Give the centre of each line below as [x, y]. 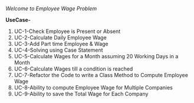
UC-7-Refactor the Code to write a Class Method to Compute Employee [101, 75]
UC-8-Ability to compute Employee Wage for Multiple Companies [93, 87]
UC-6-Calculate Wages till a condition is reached [73, 69]
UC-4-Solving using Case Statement [59, 50]
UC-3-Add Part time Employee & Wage [61, 44]
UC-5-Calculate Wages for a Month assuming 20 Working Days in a [96, 56]
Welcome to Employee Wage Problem [51, 9]
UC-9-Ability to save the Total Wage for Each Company [81, 94]
